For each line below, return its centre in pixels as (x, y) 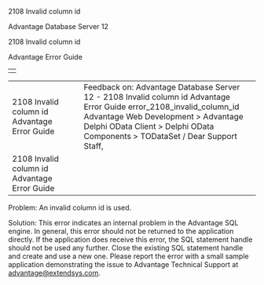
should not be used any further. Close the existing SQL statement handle (126, 248)
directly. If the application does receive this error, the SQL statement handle (130, 239)
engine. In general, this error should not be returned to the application (121, 231)
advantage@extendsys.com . (54, 273)
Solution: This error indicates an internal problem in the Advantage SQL (123, 223)
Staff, (93, 146)
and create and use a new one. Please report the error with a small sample (128, 256)
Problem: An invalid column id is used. (70, 208)
